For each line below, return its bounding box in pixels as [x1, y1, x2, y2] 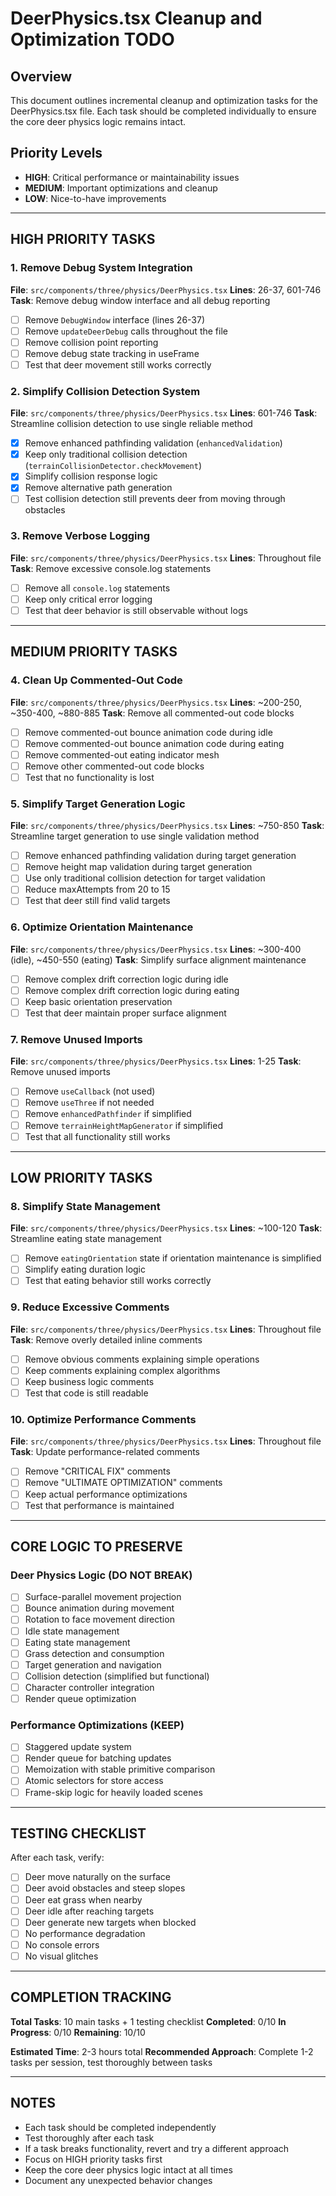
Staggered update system [24, 1741, 132, 1753]
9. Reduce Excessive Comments [10, 1300, 170, 1314]
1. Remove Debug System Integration [10, 261, 193, 275]
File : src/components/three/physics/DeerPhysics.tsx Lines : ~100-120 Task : [10, 1222, 323, 1234]
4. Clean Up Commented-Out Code [10, 673, 183, 687]
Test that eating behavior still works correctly [24, 1275, 212, 1287]
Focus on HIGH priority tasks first [24, 2153, 163, 2165]
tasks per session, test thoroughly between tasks [10, 2056, 213, 2068]
